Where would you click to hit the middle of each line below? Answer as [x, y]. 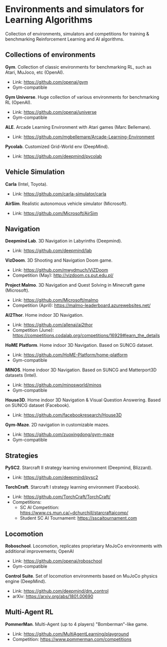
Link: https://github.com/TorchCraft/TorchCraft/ [61, 497]
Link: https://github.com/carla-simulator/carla [59, 193]
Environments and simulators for [74, 9]
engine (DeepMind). [26, 581]
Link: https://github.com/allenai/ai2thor [52, 325]
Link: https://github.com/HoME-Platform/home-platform [70, 355]
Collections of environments [50, 55]
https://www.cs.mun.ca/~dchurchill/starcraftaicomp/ [74, 513]
